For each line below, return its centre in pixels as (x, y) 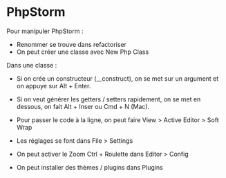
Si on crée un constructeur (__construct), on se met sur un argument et (117, 78)
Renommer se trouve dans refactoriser (72, 44)
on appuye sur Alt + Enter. (54, 86)
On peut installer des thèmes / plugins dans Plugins (90, 167)
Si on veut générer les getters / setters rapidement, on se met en (109, 99)
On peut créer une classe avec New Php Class (83, 52)
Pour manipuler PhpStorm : (45, 31)
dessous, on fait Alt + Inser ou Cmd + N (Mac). (83, 106)
